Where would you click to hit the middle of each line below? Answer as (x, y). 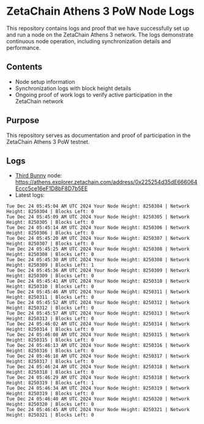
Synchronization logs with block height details (73, 88)
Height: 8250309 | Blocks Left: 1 (50, 265)
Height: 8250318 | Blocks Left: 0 (50, 372)
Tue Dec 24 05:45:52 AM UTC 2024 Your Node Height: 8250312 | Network (98, 303)
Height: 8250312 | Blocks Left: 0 (50, 308)
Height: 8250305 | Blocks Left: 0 (50, 222)
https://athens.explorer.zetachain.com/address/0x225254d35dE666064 (106, 182)
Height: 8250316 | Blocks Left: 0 (50, 351)
